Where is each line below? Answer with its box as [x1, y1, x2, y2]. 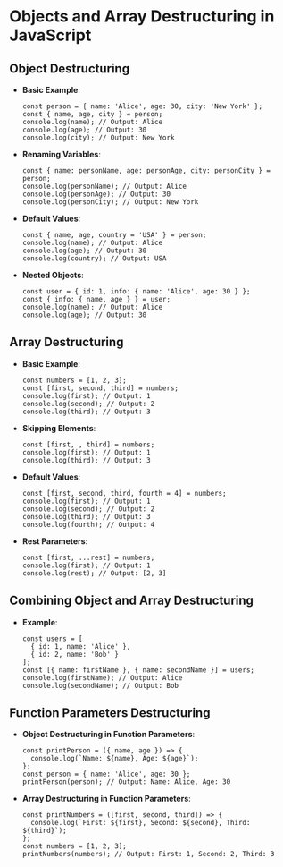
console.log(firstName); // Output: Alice [21, 673, 183, 682]
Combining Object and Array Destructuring [9, 593, 254, 608]
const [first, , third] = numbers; [21, 440, 155, 449]
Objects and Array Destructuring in [9, 6, 275, 27]
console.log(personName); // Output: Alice [21, 182, 187, 191]
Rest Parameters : [21, 535, 88, 547]
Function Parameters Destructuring [9, 705, 211, 721]
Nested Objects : [21, 270, 85, 280]
